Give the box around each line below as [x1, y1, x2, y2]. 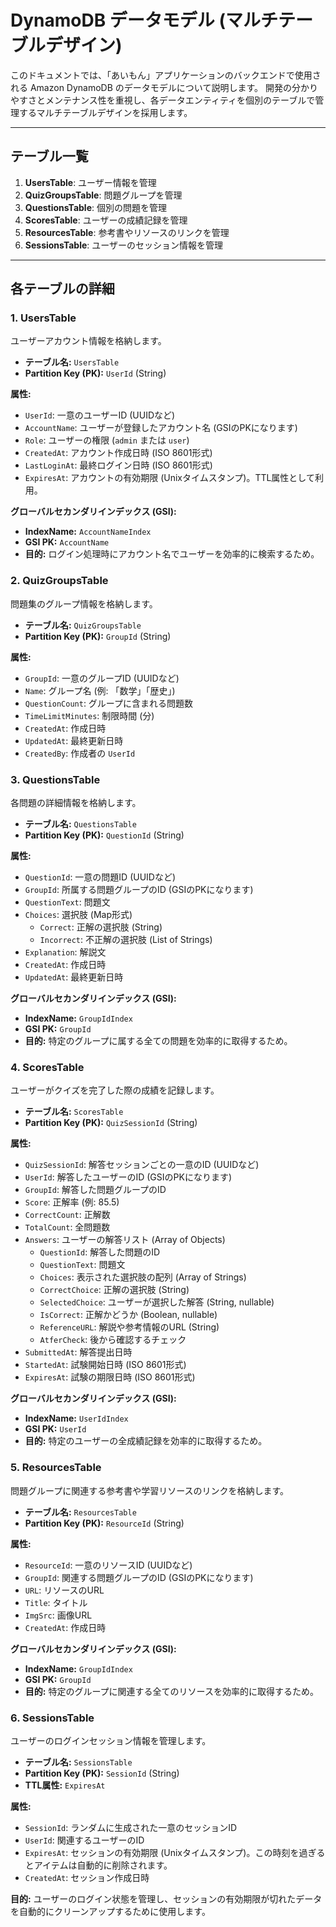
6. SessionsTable [10, 1711, 95, 1725]
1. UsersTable [10, 311, 77, 325]
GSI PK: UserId [24, 1423, 87, 1435]
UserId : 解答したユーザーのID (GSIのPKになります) [24, 1171, 232, 1183]
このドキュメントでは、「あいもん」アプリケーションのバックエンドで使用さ [10, 69, 322, 81]
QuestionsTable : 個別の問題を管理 [24, 201, 167, 213]
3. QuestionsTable [10, 772, 101, 786]
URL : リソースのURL [24, 1584, 105, 1596]
